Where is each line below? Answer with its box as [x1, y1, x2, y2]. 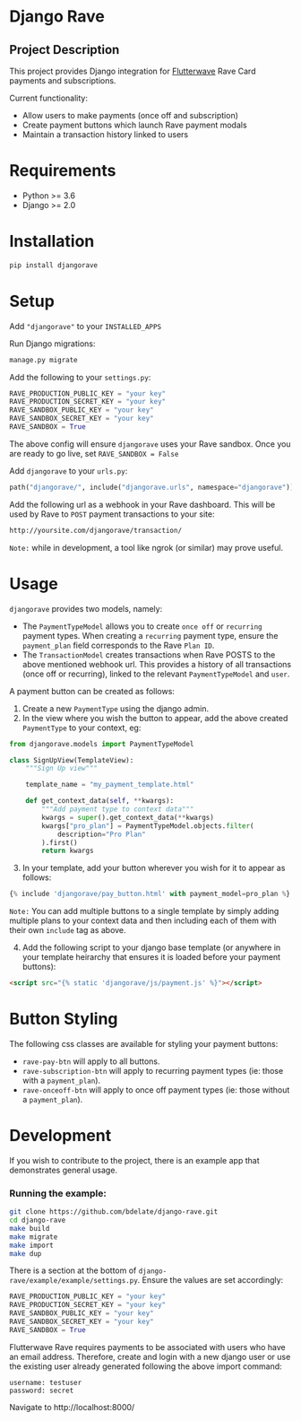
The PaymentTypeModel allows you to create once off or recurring [21, 621, 262, 632]
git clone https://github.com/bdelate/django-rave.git [9, 1207, 219, 1216]
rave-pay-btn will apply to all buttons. [21, 1056, 160, 1067]
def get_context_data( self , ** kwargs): [25, 797, 175, 806]
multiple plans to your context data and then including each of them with [9, 915, 277, 926]
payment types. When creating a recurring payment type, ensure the [21, 630, 279, 641]
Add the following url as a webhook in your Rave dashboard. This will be [9, 499, 276, 510]
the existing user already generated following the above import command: [9, 1361, 282, 1372]
